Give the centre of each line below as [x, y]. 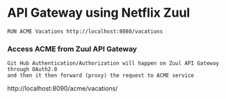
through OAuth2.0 [32, 70]
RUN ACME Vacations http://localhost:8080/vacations [85, 31]
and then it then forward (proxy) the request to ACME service [101, 76]
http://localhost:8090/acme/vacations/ [63, 89]
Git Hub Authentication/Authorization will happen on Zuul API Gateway [113, 63]
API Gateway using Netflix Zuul [99, 13]
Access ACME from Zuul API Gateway [72, 49]
